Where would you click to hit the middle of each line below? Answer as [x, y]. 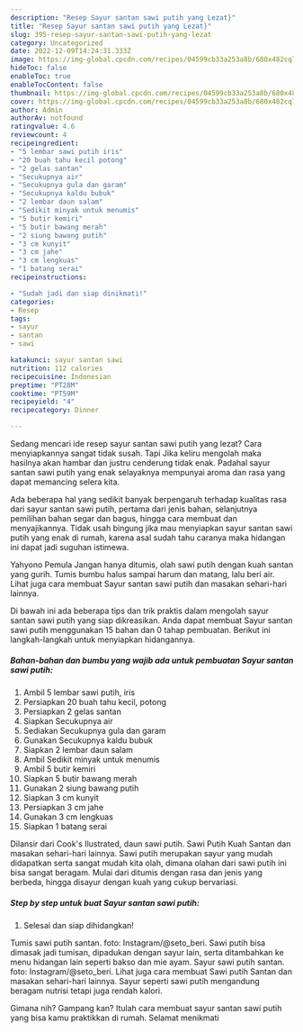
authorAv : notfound [47, 118]
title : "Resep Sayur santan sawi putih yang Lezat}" [111, 26]
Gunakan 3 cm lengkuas [68, 817]
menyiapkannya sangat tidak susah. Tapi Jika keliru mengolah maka [136, 453]
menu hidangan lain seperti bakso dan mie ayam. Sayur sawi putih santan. [147, 962]
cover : [22, 101]
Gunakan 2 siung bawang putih [81, 788]
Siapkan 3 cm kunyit [61, 797]
